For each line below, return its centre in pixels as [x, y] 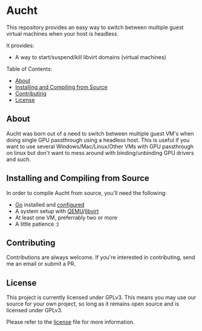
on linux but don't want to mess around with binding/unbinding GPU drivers [100, 152]
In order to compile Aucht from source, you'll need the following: [87, 193]
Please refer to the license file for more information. [70, 322]
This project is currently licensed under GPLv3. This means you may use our [101, 298]
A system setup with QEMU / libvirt [57, 211]
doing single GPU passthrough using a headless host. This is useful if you [98, 140]
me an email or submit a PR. [41, 264]
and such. [19, 159]
